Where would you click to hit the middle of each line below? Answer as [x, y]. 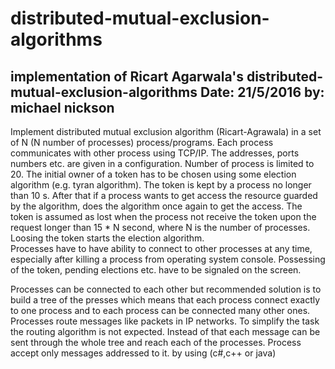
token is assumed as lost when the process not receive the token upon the [163, 216]
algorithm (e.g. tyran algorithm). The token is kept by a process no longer [161, 185]
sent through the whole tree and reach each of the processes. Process [156, 342]
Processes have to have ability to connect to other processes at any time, [161, 248]
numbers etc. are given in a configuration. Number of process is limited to [162, 163]
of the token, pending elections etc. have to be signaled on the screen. [156, 270]
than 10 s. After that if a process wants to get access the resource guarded [164, 195]
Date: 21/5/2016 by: [262, 92]
